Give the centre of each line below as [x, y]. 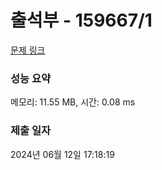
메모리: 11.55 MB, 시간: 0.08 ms [73, 102]
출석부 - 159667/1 [81, 20]
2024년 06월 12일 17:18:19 [62, 154]
